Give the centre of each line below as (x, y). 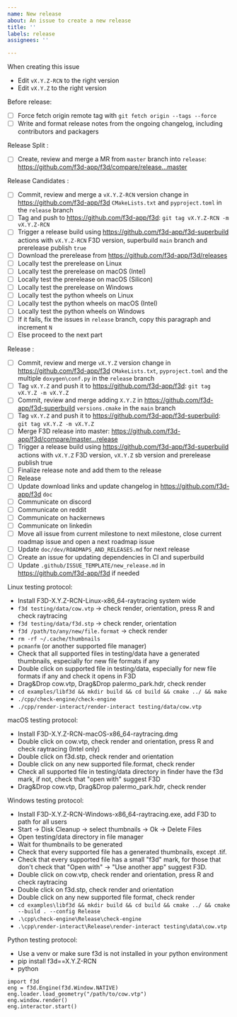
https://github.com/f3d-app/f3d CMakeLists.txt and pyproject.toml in (120, 202)
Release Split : (28, 146)
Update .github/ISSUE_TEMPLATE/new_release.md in (91, 565)
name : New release (34, 14)
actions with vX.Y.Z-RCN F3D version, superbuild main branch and (112, 240)
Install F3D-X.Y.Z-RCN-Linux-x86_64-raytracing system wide (107, 601)
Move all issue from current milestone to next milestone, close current (120, 533)
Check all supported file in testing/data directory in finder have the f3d (120, 772)
